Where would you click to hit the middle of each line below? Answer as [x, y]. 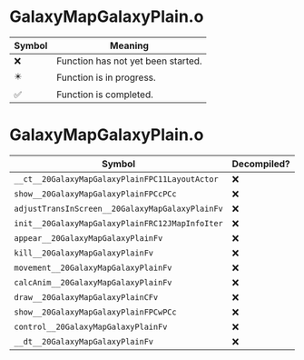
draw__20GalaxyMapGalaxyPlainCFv [86, 297]
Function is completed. [105, 95]
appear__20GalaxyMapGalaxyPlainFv [88, 238]
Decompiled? [261, 164]
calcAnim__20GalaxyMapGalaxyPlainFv [93, 282]
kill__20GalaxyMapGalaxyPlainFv [84, 253]
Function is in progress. [106, 77]
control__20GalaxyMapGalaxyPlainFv [91, 326]
